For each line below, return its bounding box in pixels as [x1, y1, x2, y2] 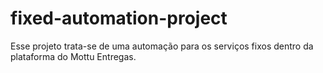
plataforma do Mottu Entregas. [10, 50, 137, 62]
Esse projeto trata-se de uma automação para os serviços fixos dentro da [10, 40, 314, 52]
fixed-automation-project [10, 7, 228, 30]
